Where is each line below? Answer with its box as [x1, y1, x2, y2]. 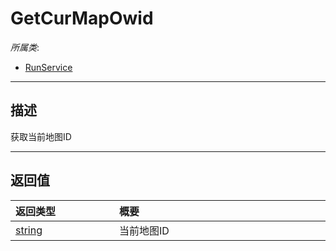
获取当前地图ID [10, 130, 72, 142]
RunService [24, 61, 73, 73]
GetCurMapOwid [10, 7, 154, 30]
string [15, 223, 43, 237]
